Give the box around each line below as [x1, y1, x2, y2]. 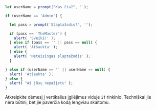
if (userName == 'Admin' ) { [5, 13, 63, 18]
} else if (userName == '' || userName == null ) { [5, 67, 111, 72]
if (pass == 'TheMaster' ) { [9, 31, 67, 36]
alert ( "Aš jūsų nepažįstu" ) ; [9, 81, 73, 86]
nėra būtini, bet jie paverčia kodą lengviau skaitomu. [5, 99, 110, 105]
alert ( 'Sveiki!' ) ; [14, 36, 56, 41]
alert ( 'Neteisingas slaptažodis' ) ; [14, 54, 91, 59]
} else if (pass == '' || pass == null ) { [9, 40, 97, 45]
